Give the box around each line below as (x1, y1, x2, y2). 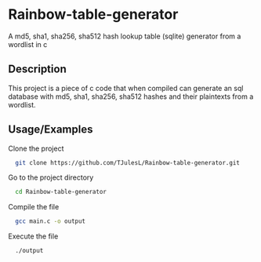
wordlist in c (8, 39, 48, 49)
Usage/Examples (8, 123, 93, 136)
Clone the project (8, 144, 64, 153)
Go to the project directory (8, 173, 94, 182)
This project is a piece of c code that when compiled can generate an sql (8, 83, 244, 93)
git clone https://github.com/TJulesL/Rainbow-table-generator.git (15, 158, 241, 166)
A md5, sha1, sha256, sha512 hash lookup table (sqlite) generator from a (8, 31, 241, 41)
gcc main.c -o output (15, 217, 86, 225)
